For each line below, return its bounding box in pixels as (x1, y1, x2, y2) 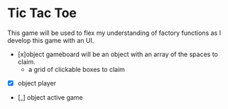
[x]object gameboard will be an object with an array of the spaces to (17, 50, 218, 58)
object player (17, 78, 57, 87)
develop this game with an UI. (7, 36, 94, 44)
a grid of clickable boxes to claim (28, 65, 126, 73)
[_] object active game (17, 93, 83, 101)
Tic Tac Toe (7, 5, 77, 21)
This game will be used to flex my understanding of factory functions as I (7, 28, 222, 37)
